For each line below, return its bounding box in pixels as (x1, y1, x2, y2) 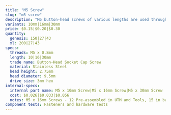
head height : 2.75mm (10, 69, 53, 74)
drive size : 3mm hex (10, 78, 53, 83)
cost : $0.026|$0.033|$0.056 (10, 93, 70, 98)
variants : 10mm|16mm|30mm (5, 21, 60, 27)
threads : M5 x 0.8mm (10, 50, 53, 55)
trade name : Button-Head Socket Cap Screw (10, 60, 101, 65)
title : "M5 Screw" (5, 7, 44, 13)
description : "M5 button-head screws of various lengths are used (5, 17, 149, 22)
